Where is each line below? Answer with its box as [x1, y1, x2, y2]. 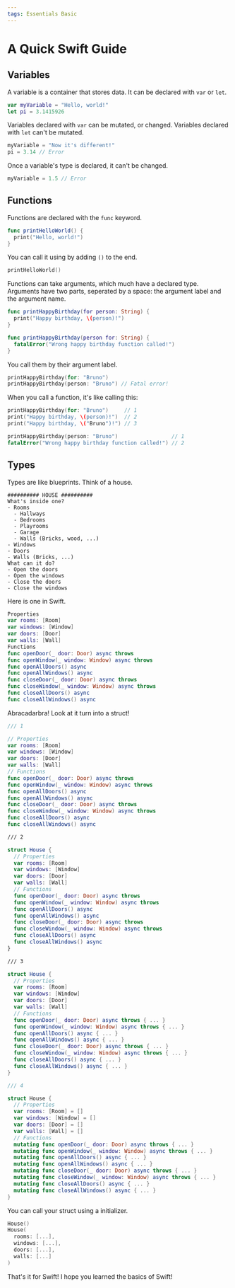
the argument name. [7, 294, 66, 303]
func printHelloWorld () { [7, 227, 83, 234]
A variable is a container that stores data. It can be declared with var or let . [7, 88, 227, 96]
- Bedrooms [13, 516, 46, 524]
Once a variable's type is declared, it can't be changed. [7, 161, 168, 170]
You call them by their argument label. [7, 360, 118, 369]
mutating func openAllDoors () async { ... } [13, 1154, 147, 1161]
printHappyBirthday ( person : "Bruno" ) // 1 [7, 432, 185, 439]
